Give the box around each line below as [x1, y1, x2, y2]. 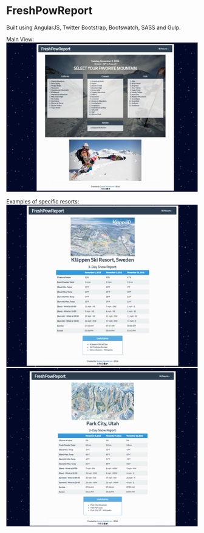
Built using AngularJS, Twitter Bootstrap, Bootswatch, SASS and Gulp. [6, 24, 181, 31]
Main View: [6, 35, 35, 43]
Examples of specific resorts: [6, 197, 80, 205]
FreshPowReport [6, 4, 93, 18]
